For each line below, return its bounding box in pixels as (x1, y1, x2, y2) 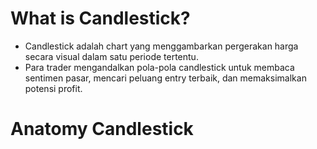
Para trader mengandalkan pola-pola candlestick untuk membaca (24, 61, 295, 73)
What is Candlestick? (10, 7, 191, 30)
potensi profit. (24, 82, 83, 94)
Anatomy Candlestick (10, 118, 194, 141)
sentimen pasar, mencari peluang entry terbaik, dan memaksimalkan (24, 72, 307, 84)
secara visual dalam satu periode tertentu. (24, 50, 199, 62)
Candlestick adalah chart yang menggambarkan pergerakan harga (24, 40, 299, 52)
